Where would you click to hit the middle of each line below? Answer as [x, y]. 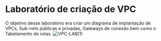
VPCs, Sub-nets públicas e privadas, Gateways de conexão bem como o [81, 28]
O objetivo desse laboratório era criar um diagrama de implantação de [78, 23]
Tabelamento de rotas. [29, 33]
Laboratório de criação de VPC [71, 9]
